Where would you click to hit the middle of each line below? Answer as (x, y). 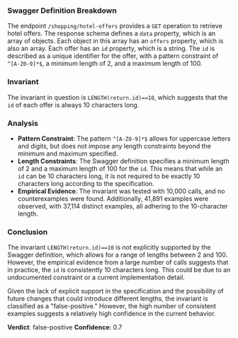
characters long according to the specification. (86, 183)
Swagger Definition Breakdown (62, 11)
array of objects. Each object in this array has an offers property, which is (115, 41)
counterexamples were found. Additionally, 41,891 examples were (113, 198)
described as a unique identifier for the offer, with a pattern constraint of (113, 56)
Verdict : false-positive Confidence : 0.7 (65, 327)
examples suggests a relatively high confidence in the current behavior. (112, 314)
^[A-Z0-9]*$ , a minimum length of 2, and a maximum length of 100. (105, 64)
